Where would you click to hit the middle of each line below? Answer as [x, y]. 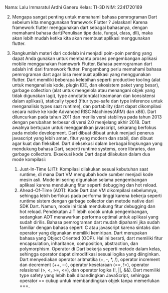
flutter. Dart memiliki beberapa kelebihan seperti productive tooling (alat [86, 80]
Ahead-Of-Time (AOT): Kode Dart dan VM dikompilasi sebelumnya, [89, 190]
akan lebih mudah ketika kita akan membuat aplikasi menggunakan [81, 38]
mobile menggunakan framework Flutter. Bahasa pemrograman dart [82, 64]
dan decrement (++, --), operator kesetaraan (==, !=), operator [84, 265]
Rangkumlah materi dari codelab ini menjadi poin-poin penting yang [82, 53]
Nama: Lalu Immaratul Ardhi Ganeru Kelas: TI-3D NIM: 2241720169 [73, 7]
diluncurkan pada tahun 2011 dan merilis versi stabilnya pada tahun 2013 [87, 117]
